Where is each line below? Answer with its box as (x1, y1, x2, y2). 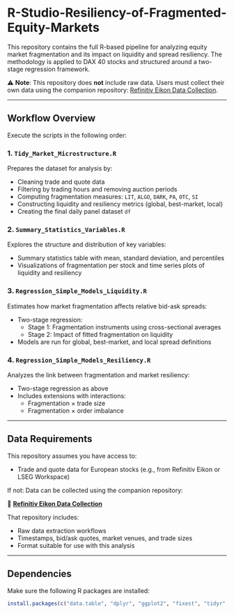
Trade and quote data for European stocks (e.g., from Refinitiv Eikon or (17, 465, 221, 473)
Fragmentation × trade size (27, 399, 106, 407)
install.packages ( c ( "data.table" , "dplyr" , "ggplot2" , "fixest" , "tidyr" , (7, 600, 229, 607)
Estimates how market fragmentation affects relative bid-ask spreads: (7, 301, 208, 310)
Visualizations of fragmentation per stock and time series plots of (17, 261, 205, 269)
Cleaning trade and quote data (17, 178, 105, 186)
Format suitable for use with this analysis (17, 541, 135, 549)
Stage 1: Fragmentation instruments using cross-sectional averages (27, 322, 221, 331)
